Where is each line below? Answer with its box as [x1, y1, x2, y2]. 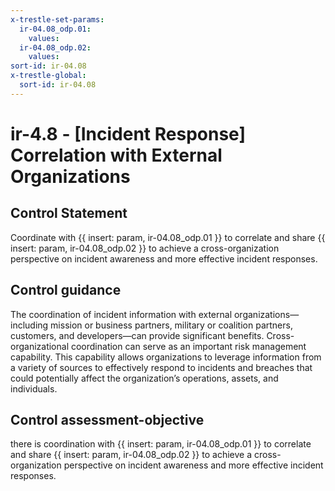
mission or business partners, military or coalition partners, [50, 319, 293, 331]
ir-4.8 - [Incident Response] [10, 122, 246, 145]
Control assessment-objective [10, 411, 205, 428]
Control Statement [10, 205, 128, 222]
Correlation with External [10, 144, 223, 166]
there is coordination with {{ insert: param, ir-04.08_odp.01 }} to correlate [10, 438, 312, 450]
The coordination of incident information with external [10, 308, 233, 320]
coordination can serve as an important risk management [70, 340, 307, 352]
